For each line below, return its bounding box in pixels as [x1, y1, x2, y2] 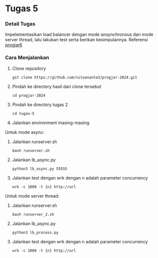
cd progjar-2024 [12, 93, 45, 98]
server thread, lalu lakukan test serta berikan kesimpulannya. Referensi [5, 37, 148, 43]
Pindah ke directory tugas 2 [12, 102, 68, 107]
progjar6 [5, 42, 23, 48]
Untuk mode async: [5, 129, 45, 135]
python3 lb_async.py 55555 [12, 166, 68, 171]
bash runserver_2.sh [12, 212, 54, 217]
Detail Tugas [5, 21, 36, 27]
